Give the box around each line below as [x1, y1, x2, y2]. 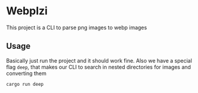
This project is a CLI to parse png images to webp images [6, 24, 147, 31]
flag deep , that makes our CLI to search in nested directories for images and [6, 63, 191, 70]
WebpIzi [6, 4, 48, 18]
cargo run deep [6, 81, 44, 87]
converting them [6, 70, 46, 77]
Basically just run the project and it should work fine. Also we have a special [6, 57, 192, 64]
